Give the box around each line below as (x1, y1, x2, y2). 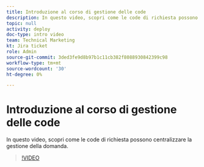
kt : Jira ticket (6, 43, 48, 49)
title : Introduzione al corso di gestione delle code (6, 9, 147, 15)
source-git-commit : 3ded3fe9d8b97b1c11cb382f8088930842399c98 (6, 54, 168, 60)
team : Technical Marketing (6, 37, 75, 43)
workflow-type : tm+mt (6, 60, 62, 66)
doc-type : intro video (6, 32, 64, 38)
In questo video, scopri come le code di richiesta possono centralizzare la (6, 136, 192, 143)
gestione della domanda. (6, 143, 69, 150)
